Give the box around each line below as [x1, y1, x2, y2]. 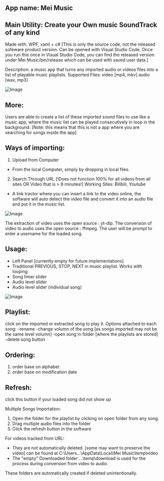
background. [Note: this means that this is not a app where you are [5, 124, 140, 130]
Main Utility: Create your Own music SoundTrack [5, 21, 158, 29]
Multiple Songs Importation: [5, 406, 61, 412]
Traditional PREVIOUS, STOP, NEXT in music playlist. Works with [12, 263, 142, 269]
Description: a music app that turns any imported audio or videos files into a [5, 66, 158, 73]
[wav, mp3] [5, 77, 28, 83]
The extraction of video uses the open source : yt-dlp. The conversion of [5, 220, 152, 226]
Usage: [5, 245, 28, 253]
